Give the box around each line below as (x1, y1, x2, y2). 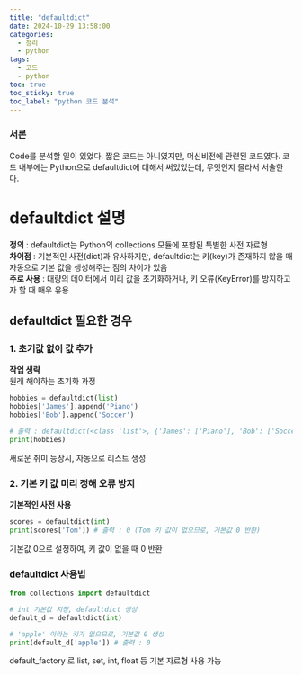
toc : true (9, 80, 47, 89)
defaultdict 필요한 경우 (9, 313, 132, 328)
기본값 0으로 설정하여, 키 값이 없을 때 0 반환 (9, 543, 164, 553)
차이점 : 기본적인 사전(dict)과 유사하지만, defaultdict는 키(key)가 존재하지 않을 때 (9, 250, 294, 261)
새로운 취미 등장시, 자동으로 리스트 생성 (9, 452, 147, 463)
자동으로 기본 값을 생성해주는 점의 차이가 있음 (9, 262, 168, 273)
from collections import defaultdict (9, 589, 151, 598)
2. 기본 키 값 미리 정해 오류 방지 (9, 477, 135, 490)
